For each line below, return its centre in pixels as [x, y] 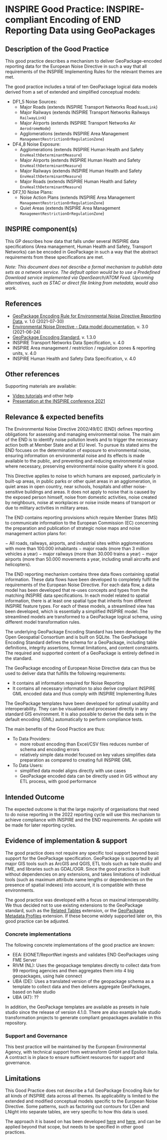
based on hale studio [34, 992]
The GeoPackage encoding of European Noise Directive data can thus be [81, 668]
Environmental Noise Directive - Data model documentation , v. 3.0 [80, 326]
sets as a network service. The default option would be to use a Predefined [83, 272]
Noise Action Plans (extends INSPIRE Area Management [77, 197]
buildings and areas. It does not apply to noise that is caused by [90, 492]
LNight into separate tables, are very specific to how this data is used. [77, 1112]
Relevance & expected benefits [54, 417]
